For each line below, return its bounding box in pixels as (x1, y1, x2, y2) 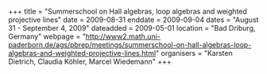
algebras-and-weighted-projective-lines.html (8, 49, 157, 57)
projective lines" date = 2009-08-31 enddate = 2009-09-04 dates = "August (8, 15, 259, 24)
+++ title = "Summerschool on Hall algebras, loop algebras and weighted (8, 7, 248, 16)
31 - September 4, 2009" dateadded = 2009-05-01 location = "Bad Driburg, (8, 24, 256, 32)
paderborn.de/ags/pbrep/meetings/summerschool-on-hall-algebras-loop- (8, 40, 252, 50)
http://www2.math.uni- (85, 31, 161, 41)
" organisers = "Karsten (155, 49, 233, 57)
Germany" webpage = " (8, 31, 86, 41)
